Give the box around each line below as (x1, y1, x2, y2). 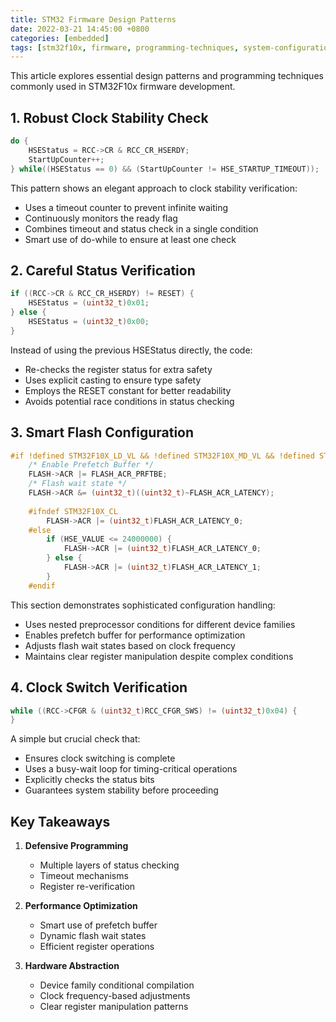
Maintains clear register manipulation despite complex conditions (24, 650, 294, 662)
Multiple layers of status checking (39, 859, 180, 871)
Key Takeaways (10, 813, 111, 830)
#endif (28, 581, 56, 591)
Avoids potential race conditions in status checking (24, 395, 235, 407)
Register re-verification (39, 881, 136, 893)
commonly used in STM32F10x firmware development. (10, 81, 236, 93)
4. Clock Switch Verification (10, 679, 188, 696)
